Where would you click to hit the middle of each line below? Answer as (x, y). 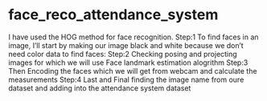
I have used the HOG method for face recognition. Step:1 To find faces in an (133, 37)
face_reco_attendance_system (113, 15)
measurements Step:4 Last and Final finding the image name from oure (126, 79)
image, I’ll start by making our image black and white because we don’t (126, 45)
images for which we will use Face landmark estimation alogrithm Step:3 (128, 63)
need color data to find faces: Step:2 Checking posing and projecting (123, 54)
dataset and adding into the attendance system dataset (100, 88)
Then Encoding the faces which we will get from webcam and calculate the (133, 71)
